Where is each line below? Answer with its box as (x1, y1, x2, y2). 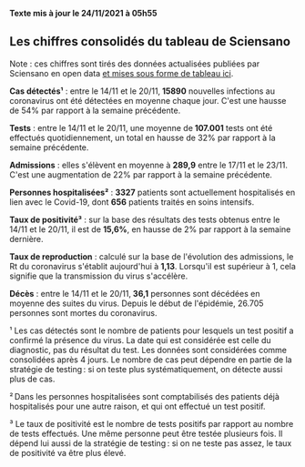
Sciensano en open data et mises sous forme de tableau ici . (9, 67, 234, 78)
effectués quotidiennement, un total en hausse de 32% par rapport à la (9, 132, 276, 143)
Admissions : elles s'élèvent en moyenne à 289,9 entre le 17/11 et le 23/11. (9, 159, 289, 170)
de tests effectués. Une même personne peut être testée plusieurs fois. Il (9, 428, 283, 439)
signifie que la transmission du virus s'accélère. (9, 270, 188, 281)
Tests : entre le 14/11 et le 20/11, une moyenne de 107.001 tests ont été (9, 122, 273, 133)
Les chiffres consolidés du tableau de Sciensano (9, 34, 291, 49)
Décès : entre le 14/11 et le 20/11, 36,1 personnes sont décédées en (9, 288, 260, 299)
